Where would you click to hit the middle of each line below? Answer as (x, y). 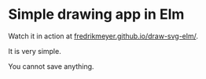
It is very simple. (35, 51)
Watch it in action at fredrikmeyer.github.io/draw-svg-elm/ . (103, 36)
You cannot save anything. (51, 66)
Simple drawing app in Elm (96, 14)
